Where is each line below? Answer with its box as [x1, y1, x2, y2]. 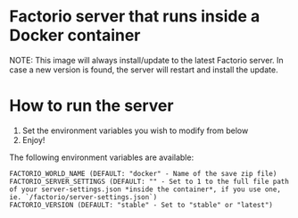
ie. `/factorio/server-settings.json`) [9, 192, 158, 202]
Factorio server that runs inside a [9, 6, 261, 27]
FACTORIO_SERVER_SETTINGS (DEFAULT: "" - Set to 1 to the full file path [9, 177, 290, 186]
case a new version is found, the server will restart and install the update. [9, 64, 278, 75]
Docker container [9, 25, 141, 46]
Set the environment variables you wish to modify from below [21, 125, 249, 136]
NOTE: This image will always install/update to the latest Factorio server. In [9, 54, 284, 65]
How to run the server [9, 96, 174, 116]
